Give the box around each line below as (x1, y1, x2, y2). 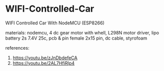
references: (5, 45, 30, 51)
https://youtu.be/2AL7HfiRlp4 (12, 60, 75, 66)
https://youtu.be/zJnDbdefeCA (12, 54, 78, 61)
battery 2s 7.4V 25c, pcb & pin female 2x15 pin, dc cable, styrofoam (5, 35, 148, 41)
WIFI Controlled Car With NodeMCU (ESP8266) (5, 20, 105, 26)
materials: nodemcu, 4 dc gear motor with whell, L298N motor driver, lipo (5, 29, 159, 35)
